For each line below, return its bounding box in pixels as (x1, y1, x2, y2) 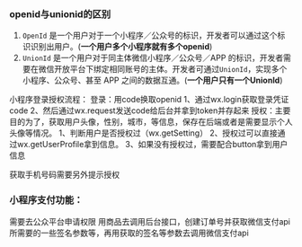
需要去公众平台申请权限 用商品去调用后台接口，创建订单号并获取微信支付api (9, 216, 290, 226)
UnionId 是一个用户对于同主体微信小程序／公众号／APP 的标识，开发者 (22, 52, 284, 64)
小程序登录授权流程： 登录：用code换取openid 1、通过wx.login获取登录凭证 (9, 94, 289, 105)
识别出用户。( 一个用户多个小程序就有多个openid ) (30, 41, 213, 52)
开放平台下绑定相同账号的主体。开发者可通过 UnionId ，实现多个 (53, 64, 288, 75)
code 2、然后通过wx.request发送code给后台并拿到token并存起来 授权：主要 (9, 105, 291, 116)
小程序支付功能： (9, 194, 84, 207)
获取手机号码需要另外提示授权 (9, 169, 120, 181)
